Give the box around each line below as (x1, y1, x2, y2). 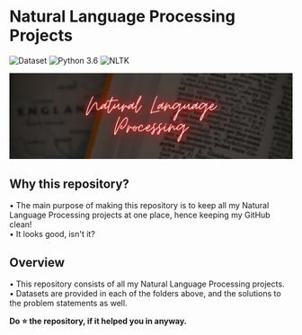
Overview (9, 254, 66, 270)
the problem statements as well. (9, 298, 128, 309)
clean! (9, 219, 32, 230)
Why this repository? (9, 176, 130, 191)
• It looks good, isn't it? (9, 229, 96, 240)
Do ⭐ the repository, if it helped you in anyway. (9, 316, 187, 327)
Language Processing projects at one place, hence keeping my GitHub (9, 209, 271, 221)
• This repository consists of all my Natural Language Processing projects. (9, 278, 285, 289)
